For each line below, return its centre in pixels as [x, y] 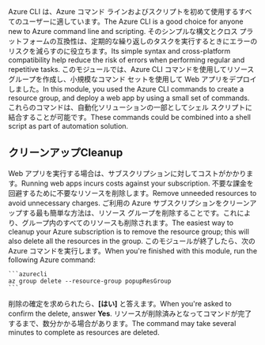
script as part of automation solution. [68, 126]
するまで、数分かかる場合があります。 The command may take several [122, 323]
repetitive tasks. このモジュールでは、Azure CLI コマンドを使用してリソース [131, 69]
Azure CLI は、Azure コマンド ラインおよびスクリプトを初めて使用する [123, 11]
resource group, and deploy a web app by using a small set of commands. [129, 98]
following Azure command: [52, 260]
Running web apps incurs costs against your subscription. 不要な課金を [137, 183]
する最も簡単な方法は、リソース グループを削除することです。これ [129, 212]
